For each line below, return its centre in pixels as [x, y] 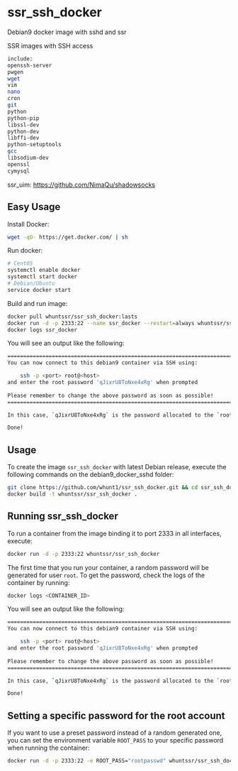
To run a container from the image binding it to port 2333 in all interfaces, [114, 533]
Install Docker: [28, 224]
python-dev [23, 131]
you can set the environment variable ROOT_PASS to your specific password [115, 740]
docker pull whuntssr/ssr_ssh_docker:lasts [73, 317]
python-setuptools [34, 145]
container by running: [39, 582]
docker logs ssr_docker [42, 330]
